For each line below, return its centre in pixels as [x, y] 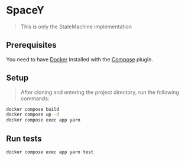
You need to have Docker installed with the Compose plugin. [80, 59]
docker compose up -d [33, 115]
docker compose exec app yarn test [50, 152]
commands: [35, 98]
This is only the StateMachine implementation [76, 27]
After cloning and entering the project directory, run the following [100, 92]
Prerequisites [31, 45]
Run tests [24, 138]
